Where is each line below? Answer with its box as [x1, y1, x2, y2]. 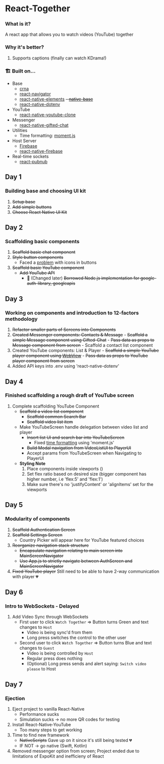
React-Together [5, 3, 70, 14]
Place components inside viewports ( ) [26, 465, 103, 471]
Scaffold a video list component [19, 408, 84, 414]
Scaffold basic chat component [12, 249, 76, 255]
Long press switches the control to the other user [26, 635, 126, 640]
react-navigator [19, 91, 51, 97]
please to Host [26, 666, 56, 672]
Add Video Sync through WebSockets [12, 614, 89, 620]
